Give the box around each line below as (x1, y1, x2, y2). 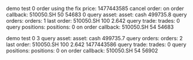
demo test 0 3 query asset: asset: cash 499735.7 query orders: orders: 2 (6, 35, 183, 41)
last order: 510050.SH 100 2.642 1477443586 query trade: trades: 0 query (6, 41, 187, 48)
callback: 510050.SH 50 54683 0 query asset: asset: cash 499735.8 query (6, 11, 187, 18)
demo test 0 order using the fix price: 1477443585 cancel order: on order (6, 5, 184, 12)
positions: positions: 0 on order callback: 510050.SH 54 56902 (6, 47, 158, 54)
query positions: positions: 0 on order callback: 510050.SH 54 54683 (6, 23, 174, 30)
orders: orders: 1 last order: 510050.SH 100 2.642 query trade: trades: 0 (6, 17, 180, 24)
